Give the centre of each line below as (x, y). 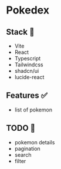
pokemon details (35, 142)
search (23, 155)
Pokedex (28, 10)
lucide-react (29, 77)
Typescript (28, 58)
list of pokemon (33, 110)
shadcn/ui (27, 71)
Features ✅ (27, 95)
